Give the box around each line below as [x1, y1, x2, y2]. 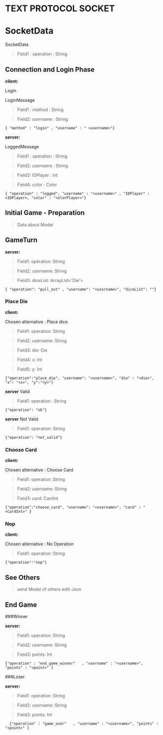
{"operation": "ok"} [5, 407, 47, 412]
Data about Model [17, 221, 53, 228]
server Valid [5, 388, 30, 394]
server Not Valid [5, 416, 38, 422]
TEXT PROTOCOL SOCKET [5, 3, 115, 14]
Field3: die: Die [17, 347, 47, 353]
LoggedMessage [5, 143, 39, 149]
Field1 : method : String [17, 106, 64, 113]
